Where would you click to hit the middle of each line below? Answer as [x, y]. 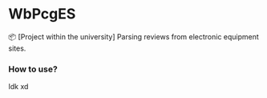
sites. [17, 48]
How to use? [33, 69]
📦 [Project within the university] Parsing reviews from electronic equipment [133, 36]
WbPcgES [42, 14]
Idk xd [18, 87]
